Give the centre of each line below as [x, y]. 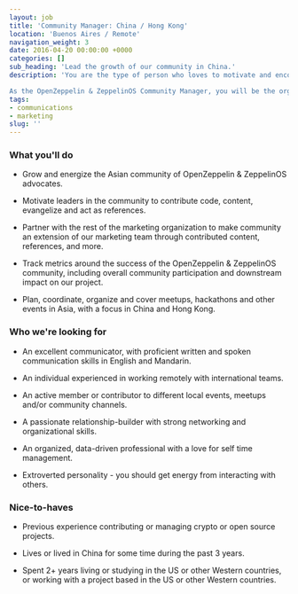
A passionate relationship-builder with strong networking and [134, 421]
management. [47, 457]
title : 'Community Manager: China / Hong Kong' [99, 26]
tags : [19, 99]
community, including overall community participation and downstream [152, 273]
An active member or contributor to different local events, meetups [144, 395]
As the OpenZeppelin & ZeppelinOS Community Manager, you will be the [142, 91]
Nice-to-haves [41, 507]
